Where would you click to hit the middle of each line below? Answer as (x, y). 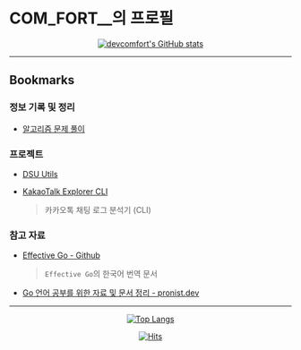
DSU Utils (40, 174)
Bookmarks (42, 80)
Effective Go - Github (61, 255)
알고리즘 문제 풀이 (53, 128)
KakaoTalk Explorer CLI (65, 191)
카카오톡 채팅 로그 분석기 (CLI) (98, 209)
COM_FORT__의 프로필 (91, 18)
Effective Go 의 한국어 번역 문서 (101, 274)
